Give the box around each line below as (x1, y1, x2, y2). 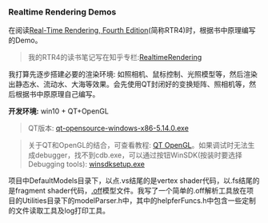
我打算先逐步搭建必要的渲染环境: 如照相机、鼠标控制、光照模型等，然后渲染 (8, 70, 258, 79)
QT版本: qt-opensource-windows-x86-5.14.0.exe (27, 123, 190, 133)
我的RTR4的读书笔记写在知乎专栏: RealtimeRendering (27, 53, 202, 62)
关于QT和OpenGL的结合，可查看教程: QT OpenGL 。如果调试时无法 (27, 141, 248, 150)
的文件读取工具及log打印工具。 (8, 206, 110, 216)
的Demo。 (8, 35, 42, 46)
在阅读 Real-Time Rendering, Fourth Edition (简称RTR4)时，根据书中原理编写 (8, 26, 256, 35)
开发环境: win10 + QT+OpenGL (8, 106, 110, 116)
